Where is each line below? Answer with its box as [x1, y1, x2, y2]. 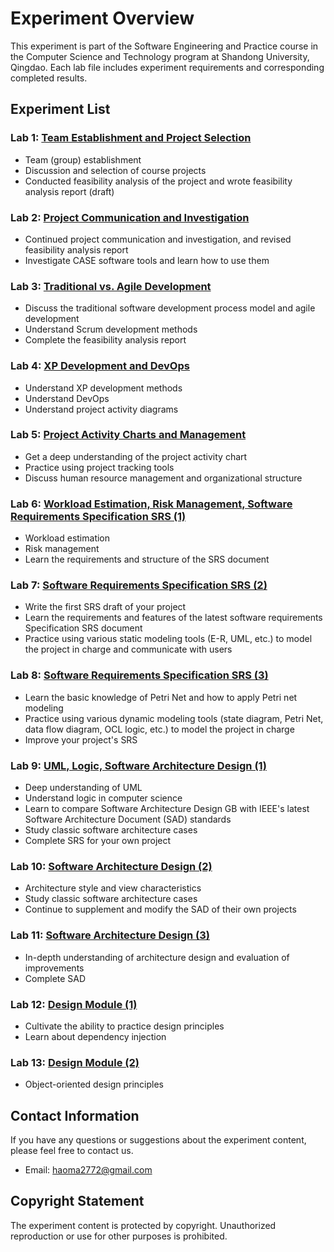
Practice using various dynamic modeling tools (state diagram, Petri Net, [24, 712, 324, 724]
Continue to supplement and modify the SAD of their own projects [24, 903, 297, 916]
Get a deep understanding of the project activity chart [24, 450, 248, 462]
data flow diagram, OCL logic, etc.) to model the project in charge [24, 723, 295, 735]
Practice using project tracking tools [24, 461, 175, 473]
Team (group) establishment [24, 153, 142, 166]
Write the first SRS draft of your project [24, 601, 187, 613]
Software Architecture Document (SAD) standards [24, 813, 232, 825]
